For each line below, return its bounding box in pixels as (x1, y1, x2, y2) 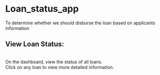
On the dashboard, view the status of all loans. (5, 59, 103, 65)
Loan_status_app (5, 3, 79, 15)
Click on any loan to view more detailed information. (5, 64, 114, 70)
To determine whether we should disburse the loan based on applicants (5, 20, 155, 26)
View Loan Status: (5, 40, 65, 49)
